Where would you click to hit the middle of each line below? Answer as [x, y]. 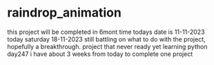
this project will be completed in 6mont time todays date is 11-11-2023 [106, 32]
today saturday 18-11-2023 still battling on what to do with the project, [106, 39]
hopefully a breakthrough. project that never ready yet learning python [107, 46]
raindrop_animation [65, 13]
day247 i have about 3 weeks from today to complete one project [100, 54]
